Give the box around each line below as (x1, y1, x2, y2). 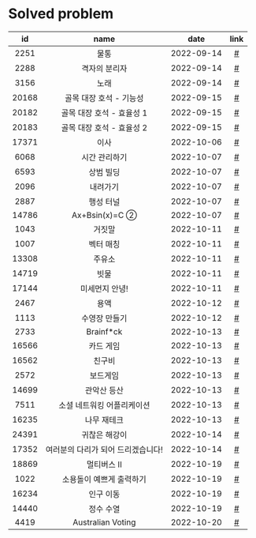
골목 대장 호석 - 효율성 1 (61, 107, 148, 119)
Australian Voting (72, 517, 136, 528)
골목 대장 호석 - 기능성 (65, 92, 144, 103)
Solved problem (8, 5, 114, 23)
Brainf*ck (86, 325, 123, 337)
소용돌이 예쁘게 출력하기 (61, 473, 147, 484)
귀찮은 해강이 (81, 429, 128, 440)
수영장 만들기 (81, 313, 128, 324)
